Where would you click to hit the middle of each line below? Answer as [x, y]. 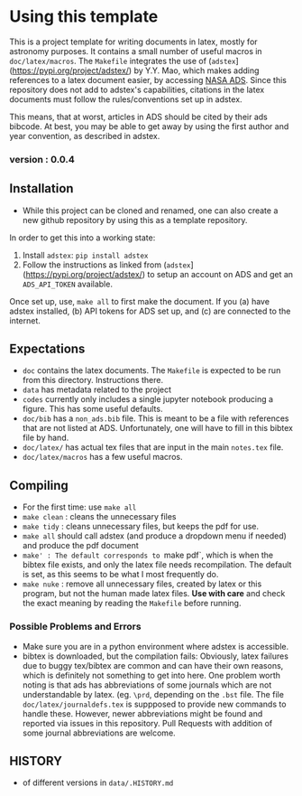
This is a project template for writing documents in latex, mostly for [134, 42]
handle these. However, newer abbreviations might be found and [142, 713]
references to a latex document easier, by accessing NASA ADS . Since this [148, 80]
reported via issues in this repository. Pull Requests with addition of [147, 723]
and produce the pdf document [81, 546]
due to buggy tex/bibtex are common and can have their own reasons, [153, 665]
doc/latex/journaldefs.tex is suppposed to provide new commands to [154, 704]
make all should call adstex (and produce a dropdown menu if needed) [154, 536]
